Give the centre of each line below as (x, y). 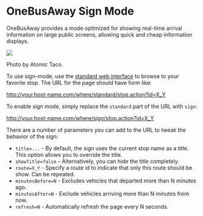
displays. (18, 41)
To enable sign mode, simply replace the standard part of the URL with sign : (102, 106)
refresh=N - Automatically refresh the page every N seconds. (92, 206)
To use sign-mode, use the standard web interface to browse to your (93, 76)
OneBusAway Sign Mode (70, 11)
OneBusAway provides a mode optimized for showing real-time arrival (94, 28)
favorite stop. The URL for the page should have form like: (79, 82)
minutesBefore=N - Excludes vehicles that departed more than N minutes (105, 181)
